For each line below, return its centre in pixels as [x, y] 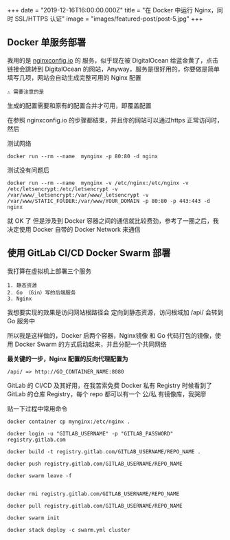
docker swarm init [33, 518]
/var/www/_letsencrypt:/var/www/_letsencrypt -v [78, 195]
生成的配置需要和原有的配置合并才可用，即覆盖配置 [79, 105]
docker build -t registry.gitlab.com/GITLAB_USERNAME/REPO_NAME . [104, 452]
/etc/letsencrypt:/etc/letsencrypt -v [62, 189]
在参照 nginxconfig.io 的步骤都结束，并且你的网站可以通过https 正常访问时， [115, 120]
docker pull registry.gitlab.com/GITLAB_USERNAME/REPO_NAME [95, 506]
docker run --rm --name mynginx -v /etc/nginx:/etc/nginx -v [98, 183]
